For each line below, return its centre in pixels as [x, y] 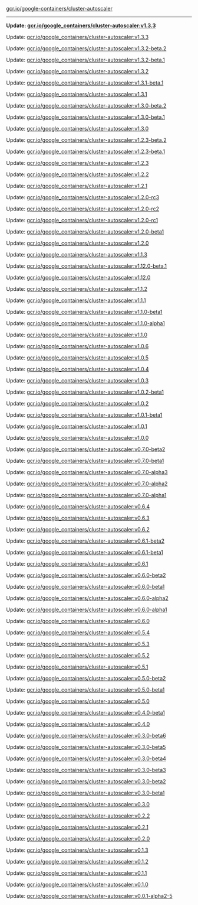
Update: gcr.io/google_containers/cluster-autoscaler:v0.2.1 [77, 827]
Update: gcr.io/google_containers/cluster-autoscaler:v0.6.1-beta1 [85, 552]
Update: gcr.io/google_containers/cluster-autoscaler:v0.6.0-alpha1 [87, 609]
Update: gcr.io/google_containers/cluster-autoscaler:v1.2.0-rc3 [83, 197]
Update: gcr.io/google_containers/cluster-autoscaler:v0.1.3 [77, 850]
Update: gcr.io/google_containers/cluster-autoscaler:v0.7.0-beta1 [85, 461]
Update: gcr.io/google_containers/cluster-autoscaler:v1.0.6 [77, 346]
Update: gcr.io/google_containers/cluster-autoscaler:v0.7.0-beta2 [86, 449]
